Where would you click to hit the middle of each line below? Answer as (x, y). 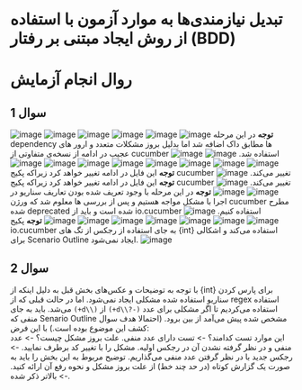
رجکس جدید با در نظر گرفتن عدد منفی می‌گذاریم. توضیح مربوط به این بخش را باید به (151, 357)
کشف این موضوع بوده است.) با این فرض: (80, 328)
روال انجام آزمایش (71, 80)
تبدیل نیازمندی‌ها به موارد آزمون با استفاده (147, 19)
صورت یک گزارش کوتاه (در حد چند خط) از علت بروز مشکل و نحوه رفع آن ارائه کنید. (150, 366)
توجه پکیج (27, 221)
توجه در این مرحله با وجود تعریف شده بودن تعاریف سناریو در (111, 192)
